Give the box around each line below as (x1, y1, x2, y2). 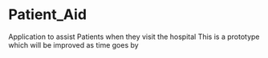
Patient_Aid (8, 6, 87, 24)
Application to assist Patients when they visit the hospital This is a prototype (8, 32, 260, 41)
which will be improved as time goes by (8, 40, 139, 49)
